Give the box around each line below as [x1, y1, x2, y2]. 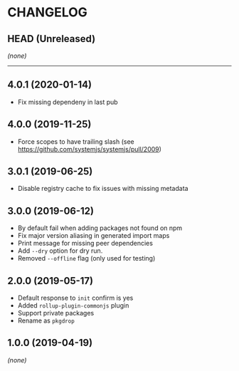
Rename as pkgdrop [17, 316, 75, 325]
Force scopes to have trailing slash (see [17, 137, 135, 146]
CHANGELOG [7, 4, 87, 21]
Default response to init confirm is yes [17, 293, 134, 303]
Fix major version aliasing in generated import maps [17, 231, 170, 240]
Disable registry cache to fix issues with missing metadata [17, 184, 188, 193]
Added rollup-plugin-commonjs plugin [17, 301, 129, 310]
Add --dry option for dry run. [17, 246, 103, 255]
